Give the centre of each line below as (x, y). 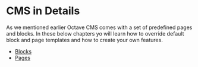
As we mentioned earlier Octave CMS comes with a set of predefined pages (99, 27)
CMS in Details (43, 11)
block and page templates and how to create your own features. (85, 40)
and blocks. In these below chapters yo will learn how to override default (95, 33)
